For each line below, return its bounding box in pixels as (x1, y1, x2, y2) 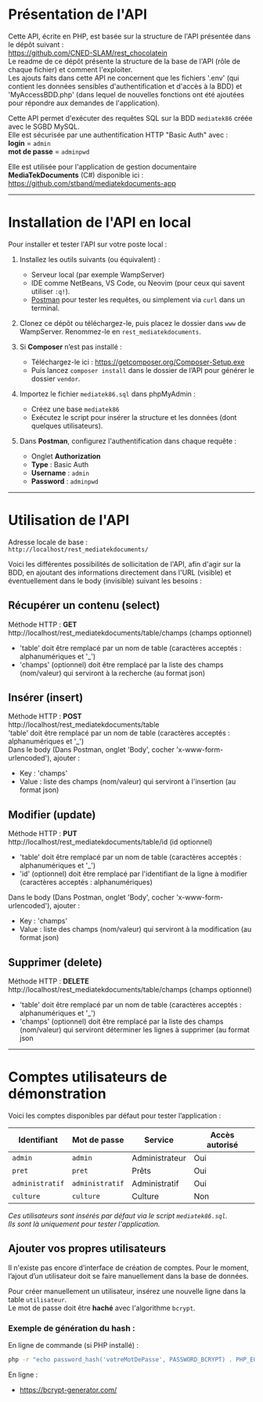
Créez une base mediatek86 (31, 404, 120, 414)
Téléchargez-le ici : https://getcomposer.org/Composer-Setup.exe (31, 357, 245, 367)
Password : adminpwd (31, 476, 99, 486)
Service (144, 1134, 174, 1145)
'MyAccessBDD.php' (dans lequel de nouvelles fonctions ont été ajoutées (8, 89, 245, 99)
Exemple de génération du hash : (8, 1323, 135, 1334)
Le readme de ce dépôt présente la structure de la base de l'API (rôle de (8, 57, 241, 66)
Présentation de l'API (8, 5, 147, 24)
